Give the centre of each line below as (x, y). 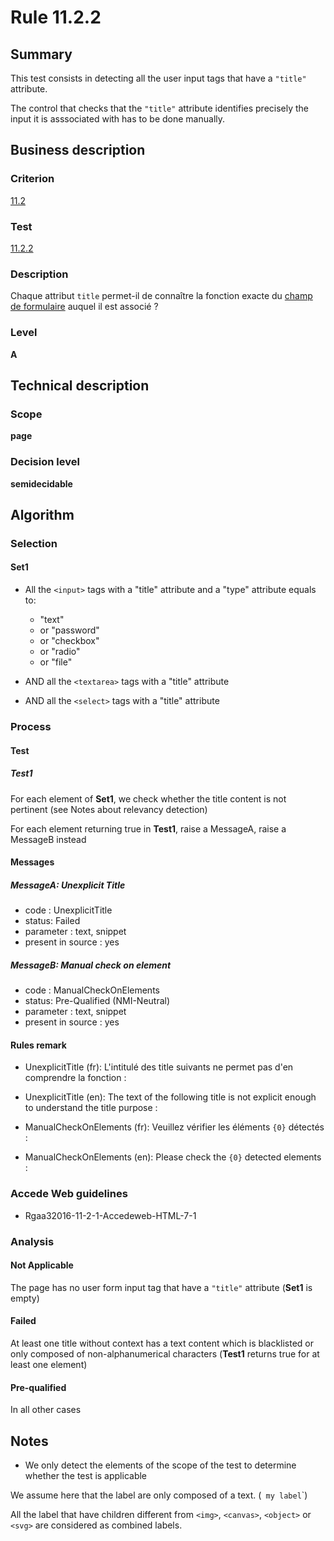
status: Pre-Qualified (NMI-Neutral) (97, 1001)
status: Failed (52, 921)
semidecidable (41, 483)
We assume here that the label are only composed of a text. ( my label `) (159, 1495)
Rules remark (38, 1045)
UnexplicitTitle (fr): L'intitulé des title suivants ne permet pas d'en (159, 1067)
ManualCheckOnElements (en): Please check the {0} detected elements (173, 1157)
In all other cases (46, 1410)
